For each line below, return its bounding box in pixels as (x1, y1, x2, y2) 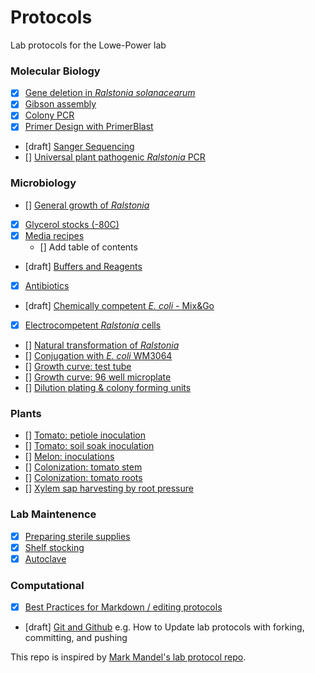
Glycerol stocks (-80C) (24, 218, 120, 230)
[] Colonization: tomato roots (24, 472, 143, 484)
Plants (10, 406, 42, 420)
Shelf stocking (24, 541, 85, 553)
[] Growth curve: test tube (24, 361, 132, 373)
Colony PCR (24, 109, 75, 121)
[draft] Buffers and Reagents (24, 260, 143, 272)
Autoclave (24, 552, 67, 565)
